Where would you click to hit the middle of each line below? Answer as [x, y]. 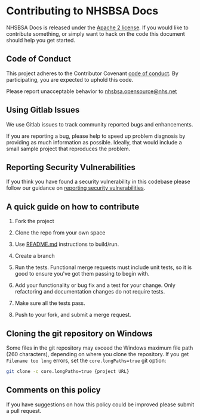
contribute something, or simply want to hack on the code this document [96, 33]
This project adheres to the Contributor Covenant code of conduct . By [93, 73]
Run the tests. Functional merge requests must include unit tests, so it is [103, 267]
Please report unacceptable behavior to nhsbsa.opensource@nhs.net [92, 91]
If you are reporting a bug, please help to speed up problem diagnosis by [96, 136]
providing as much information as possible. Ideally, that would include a [94, 142]
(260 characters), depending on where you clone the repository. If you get [98, 354]
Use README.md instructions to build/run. [67, 244]
